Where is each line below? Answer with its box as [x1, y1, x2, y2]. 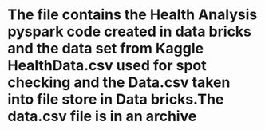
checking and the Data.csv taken [7, 73, 231, 92]
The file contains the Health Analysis [7, 6, 258, 24]
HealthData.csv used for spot [7, 57, 207, 75]
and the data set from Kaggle [7, 40, 204, 57]
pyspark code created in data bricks [7, 22, 252, 41]
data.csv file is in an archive [7, 108, 197, 125]
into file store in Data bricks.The [7, 90, 224, 108]
